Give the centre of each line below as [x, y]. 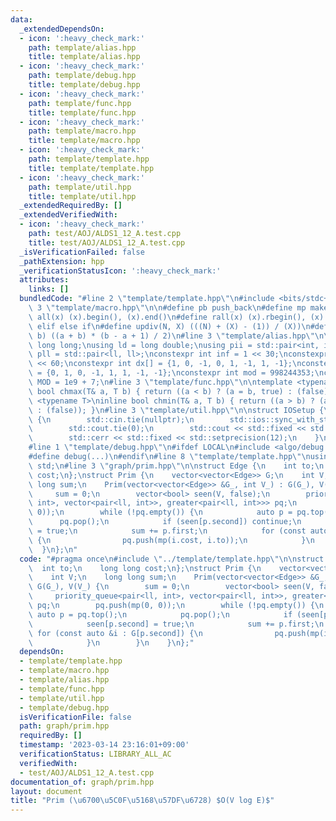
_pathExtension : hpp [62, 261]
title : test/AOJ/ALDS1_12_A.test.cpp [107, 242]
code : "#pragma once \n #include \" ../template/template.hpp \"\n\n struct [172, 559]
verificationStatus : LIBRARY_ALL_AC [95, 754]
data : [21, 19]
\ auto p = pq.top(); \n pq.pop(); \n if [160, 614]
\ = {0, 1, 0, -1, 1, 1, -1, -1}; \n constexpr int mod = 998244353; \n [176, 373]
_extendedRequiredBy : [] [71, 206]
